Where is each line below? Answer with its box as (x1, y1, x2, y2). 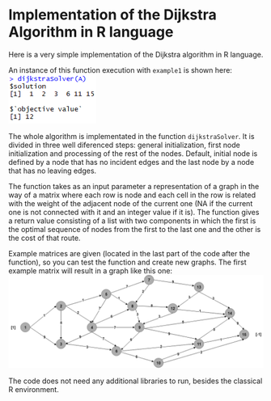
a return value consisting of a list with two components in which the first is (8, 216, 256, 226)
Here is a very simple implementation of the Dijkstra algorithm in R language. (8, 49, 264, 59)
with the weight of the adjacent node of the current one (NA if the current (8, 198, 253, 208)
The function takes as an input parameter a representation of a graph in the (8, 181, 260, 191)
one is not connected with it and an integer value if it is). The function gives (8, 207, 260, 217)
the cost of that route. (8, 233, 81, 243)
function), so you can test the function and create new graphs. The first (8, 257, 247, 267)
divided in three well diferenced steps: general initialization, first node (8, 140, 240, 150)
